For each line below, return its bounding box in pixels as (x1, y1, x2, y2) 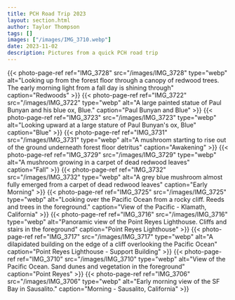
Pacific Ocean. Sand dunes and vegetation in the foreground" (7, 262, 185, 271)
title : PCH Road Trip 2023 (7, 10, 86, 18)
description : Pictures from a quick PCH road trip (7, 50, 159, 57)
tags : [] (7, 29, 33, 37)
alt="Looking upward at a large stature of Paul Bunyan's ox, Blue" (7, 121, 196, 129)
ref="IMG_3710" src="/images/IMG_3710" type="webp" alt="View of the (17, 254, 226, 263)
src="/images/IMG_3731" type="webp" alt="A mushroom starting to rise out (7, 135, 227, 144)
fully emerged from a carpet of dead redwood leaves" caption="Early (7, 180, 208, 189)
